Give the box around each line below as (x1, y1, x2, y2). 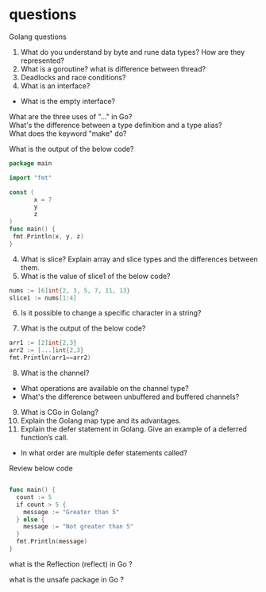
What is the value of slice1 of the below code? (20, 271, 171, 281)
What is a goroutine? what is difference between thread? (20, 64, 206, 73)
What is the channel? (20, 368, 90, 378)
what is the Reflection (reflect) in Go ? (9, 559, 133, 569)
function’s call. (20, 433, 68, 443)
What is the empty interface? (20, 96, 116, 106)
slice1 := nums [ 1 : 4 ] (9, 294, 78, 302)
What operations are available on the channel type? (20, 384, 189, 393)
